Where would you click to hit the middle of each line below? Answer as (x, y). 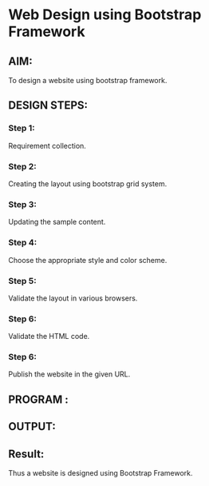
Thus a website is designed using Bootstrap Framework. (101, 473)
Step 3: (23, 204)
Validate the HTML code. (49, 337)
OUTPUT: (32, 426)
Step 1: (22, 128)
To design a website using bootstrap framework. (88, 80)
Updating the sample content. (57, 222)
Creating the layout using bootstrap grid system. (88, 183)
